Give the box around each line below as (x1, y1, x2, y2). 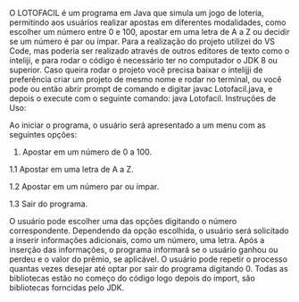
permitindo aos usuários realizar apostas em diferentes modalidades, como (9, 17, 287, 28)
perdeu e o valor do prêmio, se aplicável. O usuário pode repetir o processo (9, 254, 288, 264)
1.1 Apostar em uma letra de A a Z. (9, 164, 134, 174)
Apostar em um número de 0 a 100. (21, 147, 152, 157)
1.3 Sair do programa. (9, 198, 88, 209)
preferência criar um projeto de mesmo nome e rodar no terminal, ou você (9, 74, 282, 84)
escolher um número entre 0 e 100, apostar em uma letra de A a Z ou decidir (9, 27, 290, 37)
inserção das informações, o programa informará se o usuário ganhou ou (9, 245, 278, 255)
